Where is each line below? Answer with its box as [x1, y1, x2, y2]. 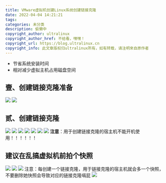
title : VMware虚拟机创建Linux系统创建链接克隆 [5, 7, 96, 13]
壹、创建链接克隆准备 [5, 83, 73, 92]
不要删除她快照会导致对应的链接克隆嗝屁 [5, 172, 91, 178]
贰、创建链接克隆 [5, 114, 59, 123]
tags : [5, 17, 17, 22]
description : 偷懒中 [5, 27, 47, 32]
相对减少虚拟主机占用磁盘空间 [12, 67, 76, 73]
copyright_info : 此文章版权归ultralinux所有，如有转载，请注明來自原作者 [5, 46, 149, 51]
